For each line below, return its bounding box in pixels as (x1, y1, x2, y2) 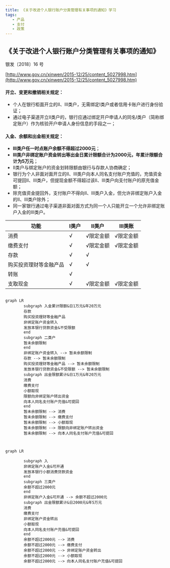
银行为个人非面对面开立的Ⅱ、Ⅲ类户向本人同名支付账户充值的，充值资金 (12, 171, 162, 177)
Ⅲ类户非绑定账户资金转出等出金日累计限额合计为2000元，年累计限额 (12, 152, 158, 158)
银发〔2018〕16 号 (5, 61, 44, 67)
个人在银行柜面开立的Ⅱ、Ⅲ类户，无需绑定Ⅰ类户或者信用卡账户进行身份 (12, 102, 159, 108)
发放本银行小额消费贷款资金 (23, 470, 73, 475)
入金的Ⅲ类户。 (17, 209, 48, 215)
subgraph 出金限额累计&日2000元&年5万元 (23, 500, 102, 505)
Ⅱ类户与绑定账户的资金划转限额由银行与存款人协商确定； (12, 164, 132, 171)
